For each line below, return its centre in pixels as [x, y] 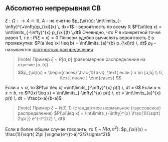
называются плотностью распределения [49, 49]
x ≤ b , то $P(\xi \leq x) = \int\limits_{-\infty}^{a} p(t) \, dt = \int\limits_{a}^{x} [83, 93]
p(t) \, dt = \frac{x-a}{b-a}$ [33, 98]
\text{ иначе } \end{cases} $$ [91, 78]
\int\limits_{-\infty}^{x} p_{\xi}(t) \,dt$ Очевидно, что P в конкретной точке [83, 32]
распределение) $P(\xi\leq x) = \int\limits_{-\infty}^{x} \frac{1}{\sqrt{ [89, 113]
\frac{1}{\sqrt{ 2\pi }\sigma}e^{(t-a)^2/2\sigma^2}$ [58, 134]
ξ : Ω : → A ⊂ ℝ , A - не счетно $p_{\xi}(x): [50, 21]
